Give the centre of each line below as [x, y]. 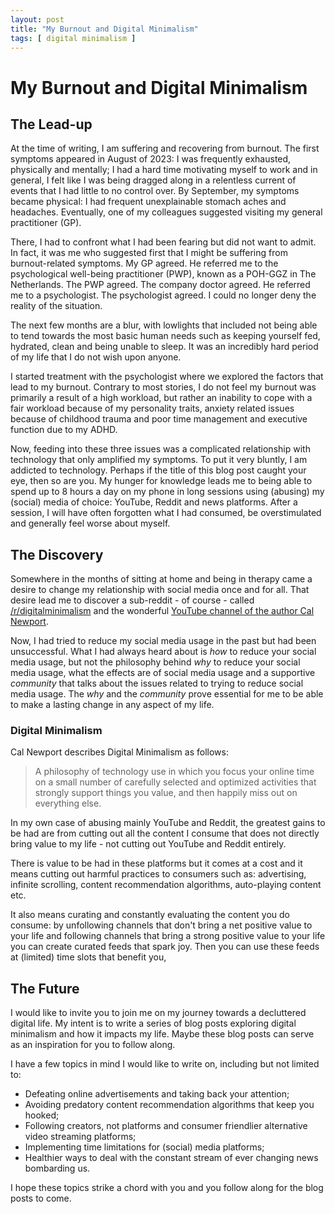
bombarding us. [57, 1168]
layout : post [37, 19]
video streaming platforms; [80, 1137]
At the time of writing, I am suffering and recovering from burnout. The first [165, 148]
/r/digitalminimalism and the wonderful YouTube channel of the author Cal [162, 611]
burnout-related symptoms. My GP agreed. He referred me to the [144, 263]
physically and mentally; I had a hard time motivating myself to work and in [164, 170]
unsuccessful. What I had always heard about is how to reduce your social [163, 652]
